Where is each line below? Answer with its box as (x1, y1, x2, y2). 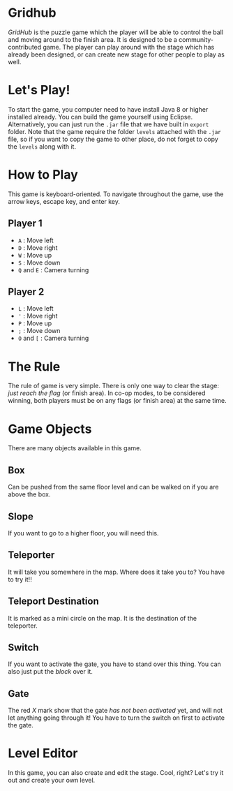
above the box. (8, 490, 51, 498)
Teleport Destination (8, 596, 100, 607)
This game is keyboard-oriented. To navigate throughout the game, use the (8, 190, 224, 198)
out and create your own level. (8, 776, 96, 785)
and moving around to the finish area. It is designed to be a (8, 35, 177, 43)
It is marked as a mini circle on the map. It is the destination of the (8, 614, 197, 622)
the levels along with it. (8, 142, 76, 151)
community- (178, 35, 213, 43)
